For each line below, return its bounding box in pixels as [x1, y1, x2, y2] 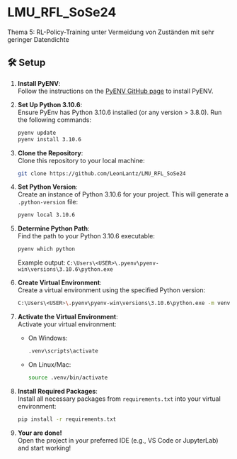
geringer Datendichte [7, 35, 69, 43]
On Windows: [28, 334, 68, 342]
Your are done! [17, 428, 62, 437]
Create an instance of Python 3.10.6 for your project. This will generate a [17, 190, 229, 199]
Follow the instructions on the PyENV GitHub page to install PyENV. [17, 87, 214, 95]
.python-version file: [17, 198, 79, 206]
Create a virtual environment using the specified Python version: [17, 286, 206, 294]
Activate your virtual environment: [17, 320, 117, 328]
